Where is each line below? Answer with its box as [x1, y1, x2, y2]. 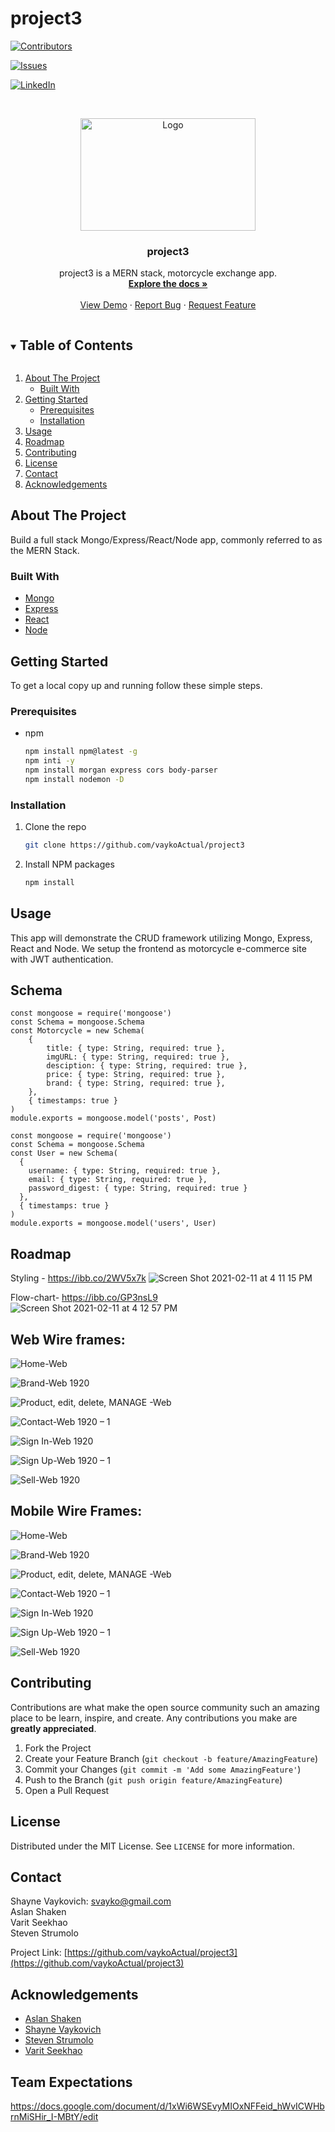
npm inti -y [24, 756, 75, 766]
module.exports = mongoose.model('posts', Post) [10, 1113, 217, 1124]
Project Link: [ [10, 1947, 68, 1959]
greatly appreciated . [10, 1722, 97, 1734]
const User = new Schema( [10, 1148, 118, 1159]
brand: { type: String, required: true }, [46, 1078, 226, 1089]
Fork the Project [24, 1742, 92, 1754]
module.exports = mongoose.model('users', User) [10, 1218, 217, 1229]
